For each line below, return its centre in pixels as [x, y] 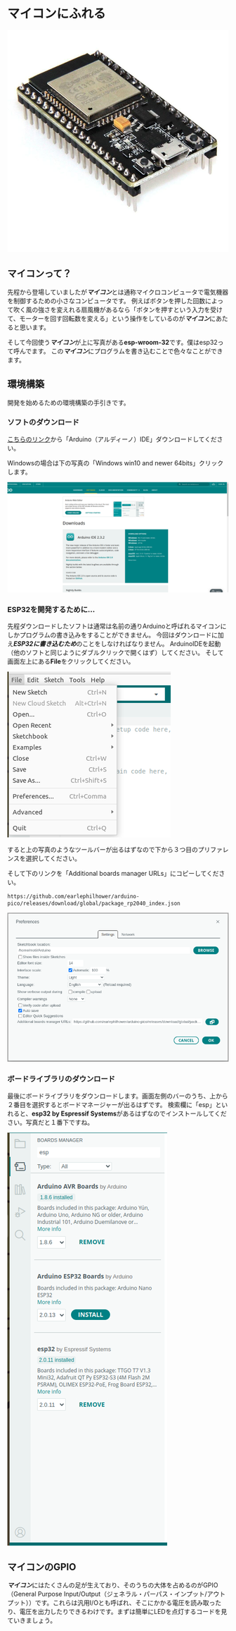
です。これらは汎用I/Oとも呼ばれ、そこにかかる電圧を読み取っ [125, 1603]
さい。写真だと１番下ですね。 [50, 1122]
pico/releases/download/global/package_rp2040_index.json [94, 904]
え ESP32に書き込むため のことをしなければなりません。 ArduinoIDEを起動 [114, 644]
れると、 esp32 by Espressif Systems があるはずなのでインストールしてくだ [117, 1113]
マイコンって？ [39, 274]
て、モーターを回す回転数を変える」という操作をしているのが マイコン [109, 318]
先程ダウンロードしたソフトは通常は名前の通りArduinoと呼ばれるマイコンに [117, 626]
